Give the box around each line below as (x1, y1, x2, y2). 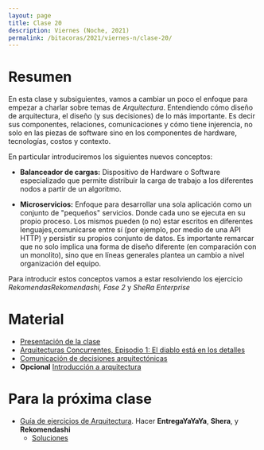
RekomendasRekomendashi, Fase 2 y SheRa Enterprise (8, 283, 191, 293)
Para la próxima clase (8, 390, 153, 408)
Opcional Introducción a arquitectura (19, 363, 142, 372)
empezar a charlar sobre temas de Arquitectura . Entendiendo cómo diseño (8, 103, 253, 112)
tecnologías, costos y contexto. (8, 137, 111, 146)
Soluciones (31, 433, 69, 443)
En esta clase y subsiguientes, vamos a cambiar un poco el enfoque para (8, 95, 248, 104)
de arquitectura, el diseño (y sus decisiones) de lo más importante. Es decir (8, 111, 256, 121)
